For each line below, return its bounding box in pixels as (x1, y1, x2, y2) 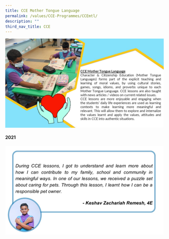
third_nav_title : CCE (5, 24, 51, 29)
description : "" (5, 19, 39, 24)
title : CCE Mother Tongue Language (5, 8, 80, 13)
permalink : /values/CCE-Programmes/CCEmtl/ (5, 13, 98, 19)
